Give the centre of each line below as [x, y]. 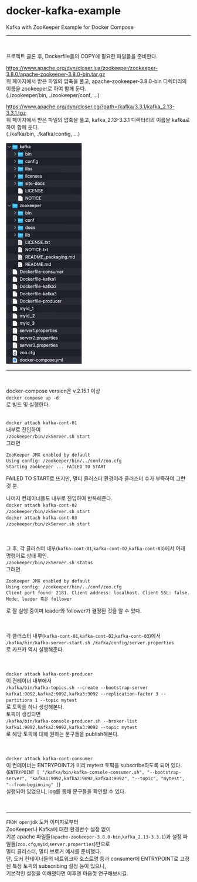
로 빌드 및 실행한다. [28, 404]
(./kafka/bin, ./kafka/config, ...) [43, 134]
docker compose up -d [33, 398]
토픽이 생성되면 [23, 714]
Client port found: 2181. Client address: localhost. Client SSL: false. [98, 593]
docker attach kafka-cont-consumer [50, 758]
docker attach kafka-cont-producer [50, 674]
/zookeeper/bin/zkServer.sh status [50, 563]
